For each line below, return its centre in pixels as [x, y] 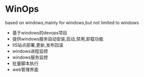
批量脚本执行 [25, 63]
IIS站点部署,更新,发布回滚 [38, 45]
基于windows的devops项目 [40, 32]
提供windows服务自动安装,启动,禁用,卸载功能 [58, 39]
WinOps [22, 9]
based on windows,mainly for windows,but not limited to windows [72, 23]
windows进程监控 [30, 51]
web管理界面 [25, 69]
